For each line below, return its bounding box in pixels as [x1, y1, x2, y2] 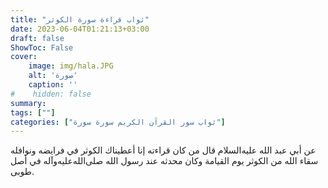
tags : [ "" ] [10, 107, 56, 118]
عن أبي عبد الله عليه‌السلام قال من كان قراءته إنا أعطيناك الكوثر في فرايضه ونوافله [10, 144, 317, 156]
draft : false [10, 33, 65, 43]
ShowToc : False [10, 42, 74, 53]
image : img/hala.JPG [28, 61, 114, 71]
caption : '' [28, 80, 78, 90]
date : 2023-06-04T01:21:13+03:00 [10, 24, 150, 34]
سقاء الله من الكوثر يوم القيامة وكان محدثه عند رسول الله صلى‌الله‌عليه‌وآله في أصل [10, 155, 319, 167]
